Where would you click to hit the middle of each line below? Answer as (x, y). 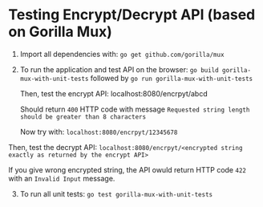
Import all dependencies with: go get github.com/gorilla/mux (122, 54)
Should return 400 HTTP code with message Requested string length (135, 109)
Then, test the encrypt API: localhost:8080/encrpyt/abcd (113, 93)
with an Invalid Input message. (62, 178)
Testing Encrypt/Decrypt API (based (132, 15)
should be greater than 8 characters (83, 117)
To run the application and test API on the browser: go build (119, 69)
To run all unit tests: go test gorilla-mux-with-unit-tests (116, 193)
